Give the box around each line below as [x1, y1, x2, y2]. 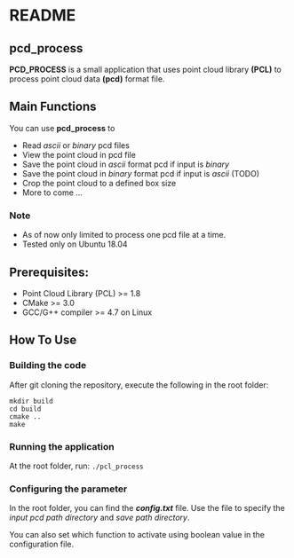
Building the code [9, 359, 87, 372]
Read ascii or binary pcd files [21, 139, 131, 151]
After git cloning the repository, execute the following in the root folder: [9, 379, 269, 390]
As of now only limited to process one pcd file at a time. [21, 230, 226, 240]
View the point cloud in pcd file [21, 149, 136, 160]
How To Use [9, 333, 77, 348]
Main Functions [9, 99, 97, 114]
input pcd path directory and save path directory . [9, 512, 190, 523]
